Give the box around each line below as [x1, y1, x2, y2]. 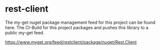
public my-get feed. [5, 30, 45, 35]
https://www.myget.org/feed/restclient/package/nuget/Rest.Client [5, 39, 137, 45]
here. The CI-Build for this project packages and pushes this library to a [5, 24, 149, 30]
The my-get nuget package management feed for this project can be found [5, 19, 156, 25]
